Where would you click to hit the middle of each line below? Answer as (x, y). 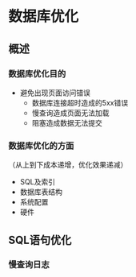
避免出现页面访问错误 (55, 93)
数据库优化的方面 (41, 146)
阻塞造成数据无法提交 (67, 122)
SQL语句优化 (40, 240)
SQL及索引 (38, 182)
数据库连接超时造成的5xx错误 (80, 102)
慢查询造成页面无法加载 (70, 113)
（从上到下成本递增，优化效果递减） (68, 165)
